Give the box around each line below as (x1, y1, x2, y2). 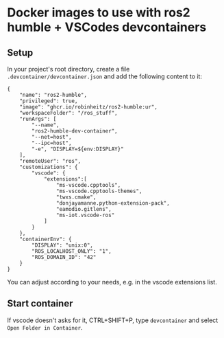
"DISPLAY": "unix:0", (32, 242, 94, 249)
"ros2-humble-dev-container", (32, 128, 118, 135)
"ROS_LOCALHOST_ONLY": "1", (32, 248, 112, 255)
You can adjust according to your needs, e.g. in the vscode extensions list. (7, 278, 217, 286)
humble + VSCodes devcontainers (7, 19, 207, 35)
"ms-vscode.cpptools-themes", (55, 188, 142, 194)
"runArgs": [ (19, 115, 57, 122)
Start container (7, 297, 73, 310)
